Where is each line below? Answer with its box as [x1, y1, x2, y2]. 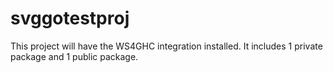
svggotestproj [10, 7, 130, 30]
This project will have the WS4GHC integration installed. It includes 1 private [10, 40, 323, 52]
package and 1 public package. [10, 50, 139, 62]
